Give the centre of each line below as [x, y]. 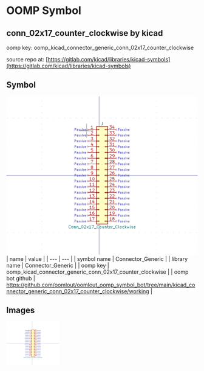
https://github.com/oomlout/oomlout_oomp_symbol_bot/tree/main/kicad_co [101, 285]
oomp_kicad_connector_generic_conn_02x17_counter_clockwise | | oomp [97, 272]
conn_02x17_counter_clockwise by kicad [85, 33]
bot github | [21, 278]
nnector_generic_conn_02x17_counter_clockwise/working [78, 291]
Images [21, 310]
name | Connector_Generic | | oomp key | [58, 265]
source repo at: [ [27, 59]
